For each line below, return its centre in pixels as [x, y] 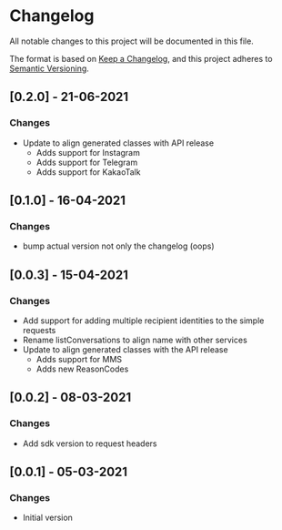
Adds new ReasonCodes [82, 369]
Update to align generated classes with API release [118, 143]
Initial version [47, 518]
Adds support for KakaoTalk [88, 172]
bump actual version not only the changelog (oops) [119, 246]
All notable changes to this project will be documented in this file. [132, 41]
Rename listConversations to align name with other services [135, 340]
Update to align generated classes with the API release [126, 350]
